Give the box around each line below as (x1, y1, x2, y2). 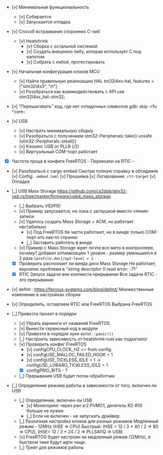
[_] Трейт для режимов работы (19, 445, 84, 451)
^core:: (11, 108, 26, 114)
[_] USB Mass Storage (11, 188, 56, 194)
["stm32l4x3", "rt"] (19, 83, 57, 89)
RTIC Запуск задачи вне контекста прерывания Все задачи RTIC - (19, 271, 158, 278)
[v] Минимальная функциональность (11, 4, 89, 10)
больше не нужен (26, 408, 64, 414)
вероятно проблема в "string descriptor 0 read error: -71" (19, 266, 138, 272)
